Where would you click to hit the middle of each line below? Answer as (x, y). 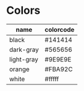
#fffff (52, 79)
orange (20, 69)
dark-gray (24, 49)
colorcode (60, 30)
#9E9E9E (58, 59)
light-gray (24, 59)
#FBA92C (59, 69)
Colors (23, 11)
